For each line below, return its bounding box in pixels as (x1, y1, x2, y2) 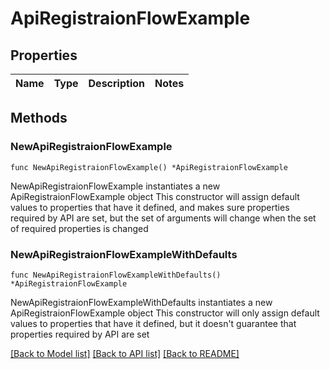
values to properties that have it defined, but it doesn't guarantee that (10, 317, 297, 329)
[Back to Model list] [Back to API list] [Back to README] (10, 347, 240, 359)
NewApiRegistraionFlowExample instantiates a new (10, 180, 221, 192)
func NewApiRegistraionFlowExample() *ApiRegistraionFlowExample (10, 162, 288, 172)
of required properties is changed (10, 222, 149, 234)
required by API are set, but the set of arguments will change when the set (10, 212, 317, 224)
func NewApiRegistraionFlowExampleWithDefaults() (10, 270, 222, 280)
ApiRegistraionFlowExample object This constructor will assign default (10, 190, 300, 202)
